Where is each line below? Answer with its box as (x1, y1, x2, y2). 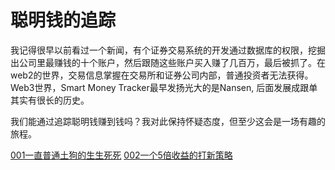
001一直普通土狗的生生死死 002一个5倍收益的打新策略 (10, 149, 233, 161)
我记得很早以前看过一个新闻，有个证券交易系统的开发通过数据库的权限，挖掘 (10, 44, 326, 56)
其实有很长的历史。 (10, 94, 90, 106)
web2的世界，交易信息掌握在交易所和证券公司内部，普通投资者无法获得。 (10, 69, 314, 81)
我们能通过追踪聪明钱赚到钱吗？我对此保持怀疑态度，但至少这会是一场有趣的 (10, 115, 326, 127)
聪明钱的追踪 (10, 9, 117, 32)
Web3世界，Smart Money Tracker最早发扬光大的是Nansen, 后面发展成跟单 (10, 81, 318, 93)
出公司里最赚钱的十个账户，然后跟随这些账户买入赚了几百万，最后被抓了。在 (10, 56, 326, 68)
